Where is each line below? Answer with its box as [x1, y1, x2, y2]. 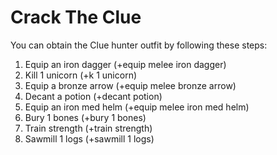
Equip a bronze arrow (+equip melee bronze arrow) [24, 79, 237, 91]
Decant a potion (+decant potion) [24, 90, 163, 102]
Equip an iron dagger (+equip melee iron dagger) [24, 58, 227, 70]
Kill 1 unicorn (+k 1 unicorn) [24, 69, 138, 81]
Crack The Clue [10, 6, 142, 29]
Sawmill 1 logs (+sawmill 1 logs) [24, 132, 155, 145]
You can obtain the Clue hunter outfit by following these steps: [10, 39, 268, 51]
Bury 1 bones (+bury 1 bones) [24, 111, 147, 123]
